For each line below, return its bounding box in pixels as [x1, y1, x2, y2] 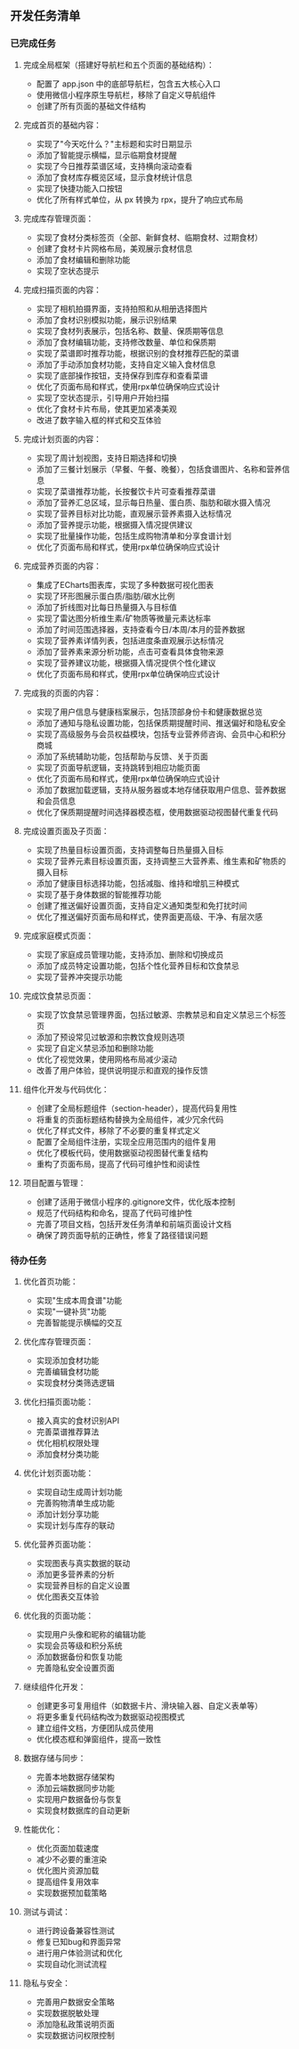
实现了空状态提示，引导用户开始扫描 [36, 392, 170, 403]
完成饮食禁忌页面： [22, 990, 94, 1000]
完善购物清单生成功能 [36, 1498, 115, 1508]
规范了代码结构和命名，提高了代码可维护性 [36, 1207, 193, 1218]
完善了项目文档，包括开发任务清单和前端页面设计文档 [36, 1219, 232, 1229]
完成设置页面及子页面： [22, 825, 109, 836]
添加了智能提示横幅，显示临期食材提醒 [36, 150, 177, 160]
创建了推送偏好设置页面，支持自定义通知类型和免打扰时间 [36, 900, 247, 910]
